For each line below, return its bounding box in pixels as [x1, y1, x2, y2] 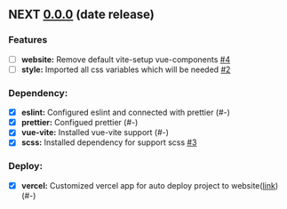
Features [8, 34, 48, 46]
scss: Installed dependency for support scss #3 [20, 137, 197, 148]
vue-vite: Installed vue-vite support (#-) [20, 127, 170, 138]
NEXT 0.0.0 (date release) [8, 7, 155, 22]
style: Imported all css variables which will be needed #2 [20, 64, 231, 75]
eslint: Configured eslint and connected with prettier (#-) [20, 107, 230, 118]
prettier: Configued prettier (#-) [20, 117, 139, 128]
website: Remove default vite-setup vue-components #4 [20, 53, 231, 65]
